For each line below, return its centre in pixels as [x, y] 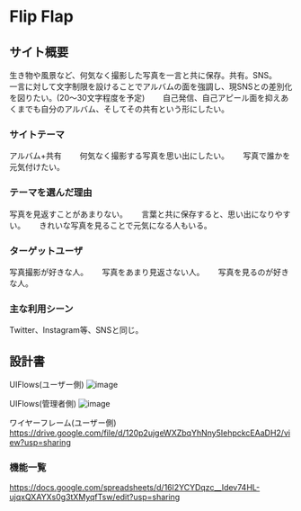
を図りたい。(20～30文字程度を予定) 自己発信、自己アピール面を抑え [145, 98]
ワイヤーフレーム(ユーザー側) [63, 423]
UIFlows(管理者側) [43, 403]
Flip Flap [41, 17]
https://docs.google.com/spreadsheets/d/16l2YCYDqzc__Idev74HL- [135, 488]
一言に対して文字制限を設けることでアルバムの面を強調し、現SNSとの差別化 [151, 86]
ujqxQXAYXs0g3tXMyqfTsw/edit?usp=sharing [95, 498]
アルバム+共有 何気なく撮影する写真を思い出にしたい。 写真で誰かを [150, 156]
